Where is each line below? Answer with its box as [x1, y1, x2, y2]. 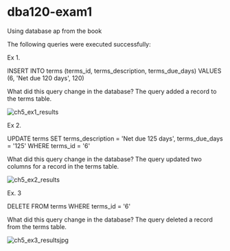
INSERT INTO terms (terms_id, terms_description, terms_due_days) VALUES [7, 67, 222, 75]
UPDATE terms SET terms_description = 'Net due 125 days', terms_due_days [7, 134, 223, 143]
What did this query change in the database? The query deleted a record [7, 215, 213, 224]
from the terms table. [7, 222, 67, 230]
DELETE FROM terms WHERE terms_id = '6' [7, 202, 131, 210]
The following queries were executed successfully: [7, 40, 151, 48]
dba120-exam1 [7, 4, 93, 20]
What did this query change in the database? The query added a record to [7, 87, 217, 95]
